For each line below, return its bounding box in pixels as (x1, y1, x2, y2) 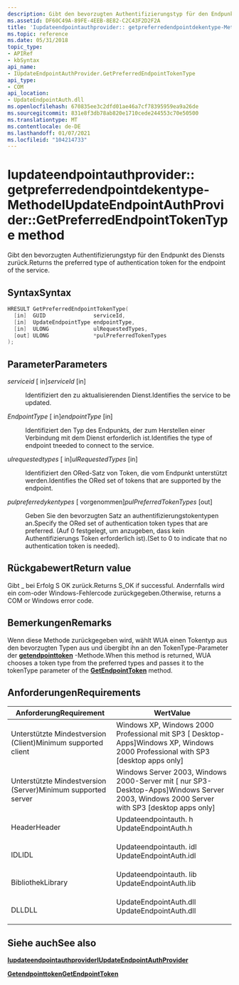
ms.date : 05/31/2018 (7, 37, 69, 44)
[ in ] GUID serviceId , (14, 312, 126, 319)
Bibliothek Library (11, 877, 68, 887)
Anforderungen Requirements (7, 687, 141, 699)
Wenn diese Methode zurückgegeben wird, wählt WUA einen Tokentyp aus (7, 636, 228, 644)
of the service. (7, 266, 50, 275)
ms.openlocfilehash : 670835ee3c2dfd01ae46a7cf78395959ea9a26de (7, 103, 199, 110)
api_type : (7, 76, 37, 84)
